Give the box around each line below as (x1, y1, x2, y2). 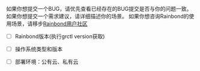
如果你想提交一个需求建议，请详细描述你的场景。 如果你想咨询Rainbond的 (6, 13, 189, 20)
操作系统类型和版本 (14, 45, 63, 53)
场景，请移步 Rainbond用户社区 (11, 20, 88, 27)
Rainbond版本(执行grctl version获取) (14, 33, 105, 40)
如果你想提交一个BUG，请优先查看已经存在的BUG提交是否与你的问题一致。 (6, 5, 192, 12)
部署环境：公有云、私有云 (14, 58, 79, 66)
